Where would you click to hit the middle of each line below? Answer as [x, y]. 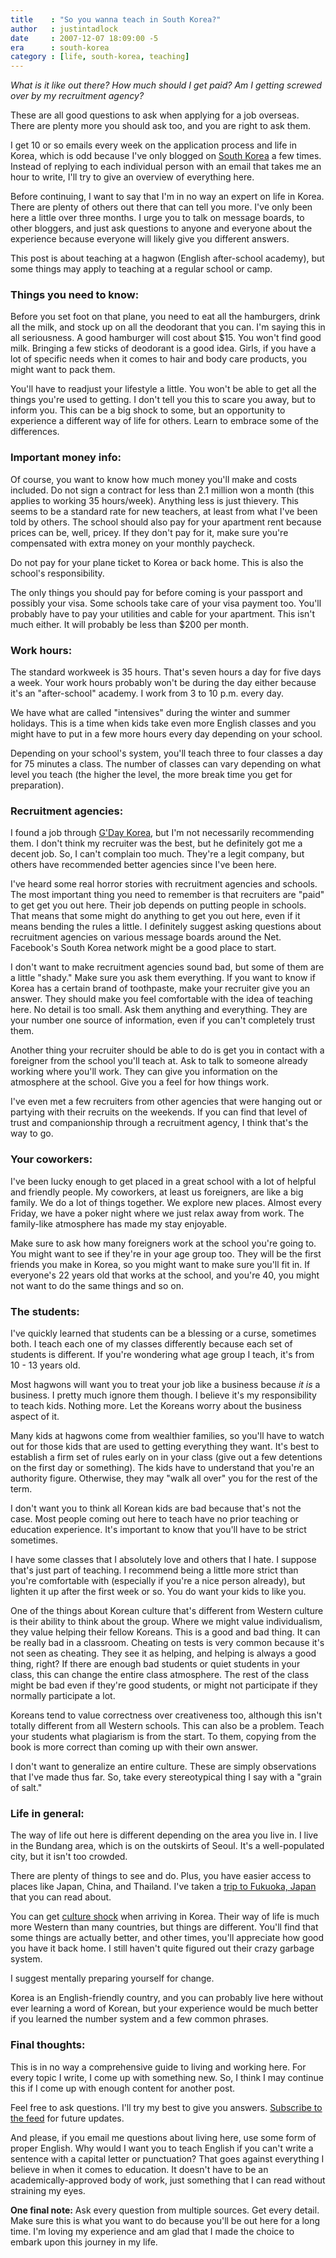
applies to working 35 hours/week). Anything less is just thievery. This [154, 500]
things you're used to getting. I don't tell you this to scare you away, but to [163, 400]
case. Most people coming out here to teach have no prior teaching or [154, 1518]
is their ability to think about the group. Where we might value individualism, [166, 1621]
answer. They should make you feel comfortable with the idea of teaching [161, 999]
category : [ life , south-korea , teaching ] [100, 57]
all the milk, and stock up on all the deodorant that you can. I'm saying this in [168, 327]
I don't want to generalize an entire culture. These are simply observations [163, 1766]
